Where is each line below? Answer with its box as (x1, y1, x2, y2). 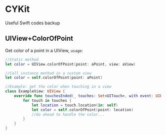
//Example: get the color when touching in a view (5, 84, 112, 89)
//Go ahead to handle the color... (31, 112, 105, 117)
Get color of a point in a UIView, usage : (5, 47, 83, 53)
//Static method (5, 57, 39, 62)
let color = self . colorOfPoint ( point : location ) (31, 107, 134, 112)
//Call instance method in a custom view (5, 70, 92, 75)
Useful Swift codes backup (5, 20, 60, 26)
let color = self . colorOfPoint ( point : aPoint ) (5, 75, 103, 80)
